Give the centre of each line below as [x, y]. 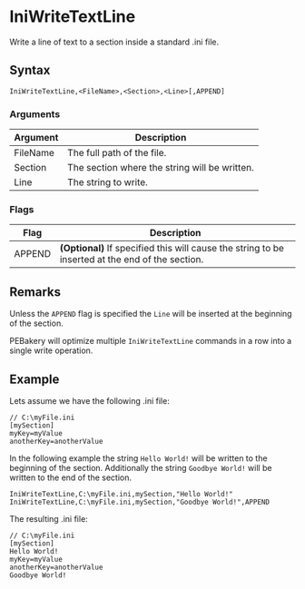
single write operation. [51, 350]
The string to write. [108, 182]
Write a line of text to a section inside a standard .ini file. [114, 42]
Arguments [35, 113]
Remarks [35, 292]
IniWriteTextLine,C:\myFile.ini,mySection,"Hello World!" [121, 494]
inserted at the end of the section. [132, 260]
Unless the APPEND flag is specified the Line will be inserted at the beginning [151, 314]
